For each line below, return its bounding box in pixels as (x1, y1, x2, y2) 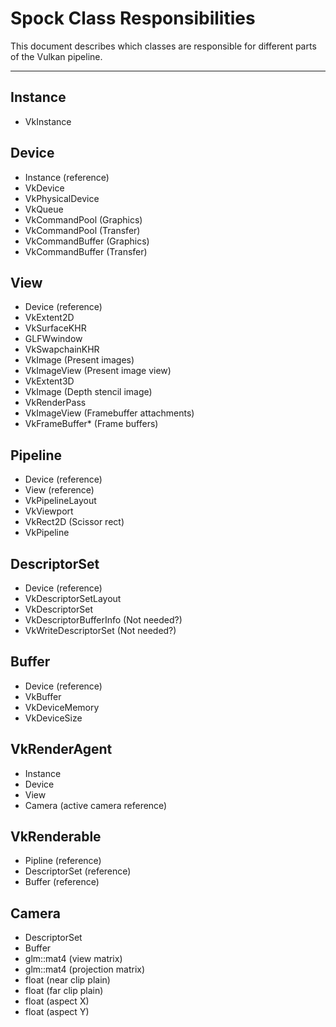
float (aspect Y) (24, 1006, 90, 1018)
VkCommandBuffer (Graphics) (24, 235, 150, 247)
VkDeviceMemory (24, 701, 100, 713)
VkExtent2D (24, 312, 75, 324)
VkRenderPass (24, 397, 87, 409)
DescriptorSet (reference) (24, 865, 132, 877)
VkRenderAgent (10, 741, 113, 758)
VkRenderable (10, 828, 102, 846)
